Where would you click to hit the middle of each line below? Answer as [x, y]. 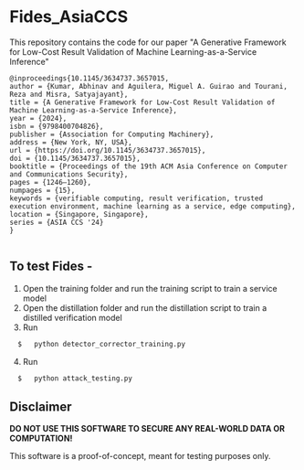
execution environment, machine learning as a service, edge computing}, [153, 206]
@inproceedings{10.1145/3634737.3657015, [89, 78]
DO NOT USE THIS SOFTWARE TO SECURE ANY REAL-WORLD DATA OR [147, 429]
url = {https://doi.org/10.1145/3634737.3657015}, [108, 150]
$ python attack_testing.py [75, 378]
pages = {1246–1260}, [51, 182]
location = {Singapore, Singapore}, [79, 214]
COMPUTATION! [41, 438]
